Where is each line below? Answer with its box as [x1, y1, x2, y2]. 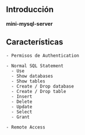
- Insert [11, 94, 33, 99]
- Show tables [11, 78, 45, 84]
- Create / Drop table [11, 88, 66, 94]
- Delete [11, 99, 33, 105]
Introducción [6, 5, 54, 15]
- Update [11, 103, 33, 110]
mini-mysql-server [6, 20, 53, 27]
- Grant [11, 114, 30, 120]
